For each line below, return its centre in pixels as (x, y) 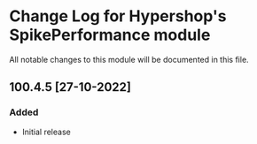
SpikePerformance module (110, 35)
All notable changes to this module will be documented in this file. (129, 59)
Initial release (46, 132)
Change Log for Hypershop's (118, 16)
